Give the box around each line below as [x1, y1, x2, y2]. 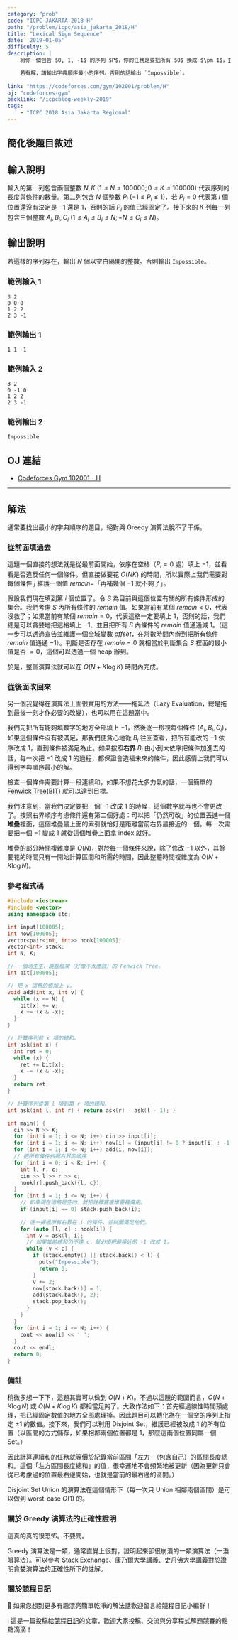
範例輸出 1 [7, 330, 42, 340]
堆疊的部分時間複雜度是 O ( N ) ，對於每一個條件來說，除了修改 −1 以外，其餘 [7, 843, 226, 852]
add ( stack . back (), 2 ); [33, 1291, 100, 1299]
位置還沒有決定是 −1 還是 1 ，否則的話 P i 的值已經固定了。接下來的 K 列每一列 [7, 203, 231, 213]
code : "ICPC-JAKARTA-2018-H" [7, 17, 93, 24]
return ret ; [13, 1081, 50, 1088]
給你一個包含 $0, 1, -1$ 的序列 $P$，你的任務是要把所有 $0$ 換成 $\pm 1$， [20, 57, 228, 64]
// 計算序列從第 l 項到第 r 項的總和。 [7, 1100, 110, 1107]
